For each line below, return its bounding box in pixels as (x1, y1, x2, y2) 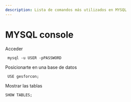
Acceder (5, 46, 23, 52)
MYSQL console (5, 29, 74, 40)
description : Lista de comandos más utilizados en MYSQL (5, 7, 127, 13)
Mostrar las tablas (5, 82, 43, 88)
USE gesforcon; (7, 74, 39, 79)
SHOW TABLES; (5, 92, 33, 97)
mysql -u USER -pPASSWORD (7, 55, 62, 60)
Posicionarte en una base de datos (5, 64, 77, 70)
